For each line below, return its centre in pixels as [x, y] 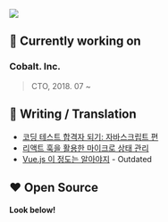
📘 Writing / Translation [73, 115]
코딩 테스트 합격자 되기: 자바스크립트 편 [90, 136]
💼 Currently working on [75, 41]
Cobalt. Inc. [35, 67]
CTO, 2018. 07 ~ [61, 86]
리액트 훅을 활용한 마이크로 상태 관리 [85, 148]
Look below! [33, 210]
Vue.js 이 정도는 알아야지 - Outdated [87, 159]
